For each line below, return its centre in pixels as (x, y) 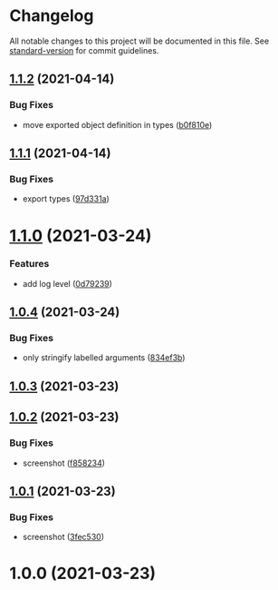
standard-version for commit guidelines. (84, 50)
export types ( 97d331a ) (66, 199)
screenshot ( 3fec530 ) (63, 537)
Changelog (52, 16)
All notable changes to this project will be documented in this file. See (139, 41)
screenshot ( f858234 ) (64, 463)
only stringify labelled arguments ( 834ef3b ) (104, 358)
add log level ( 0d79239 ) (67, 283)
